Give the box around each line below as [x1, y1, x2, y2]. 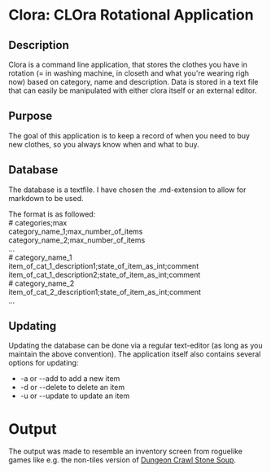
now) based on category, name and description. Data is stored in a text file [8, 77, 259, 86]
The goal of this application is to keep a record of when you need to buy [8, 130, 251, 140]
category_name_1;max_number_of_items [8, 226, 143, 236]
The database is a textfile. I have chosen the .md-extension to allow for [8, 185, 247, 195]
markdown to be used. [8, 193, 84, 203]
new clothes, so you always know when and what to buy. [8, 139, 199, 149]
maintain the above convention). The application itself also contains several [8, 349, 261, 359]
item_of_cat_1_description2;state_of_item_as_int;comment [8, 269, 201, 279]
